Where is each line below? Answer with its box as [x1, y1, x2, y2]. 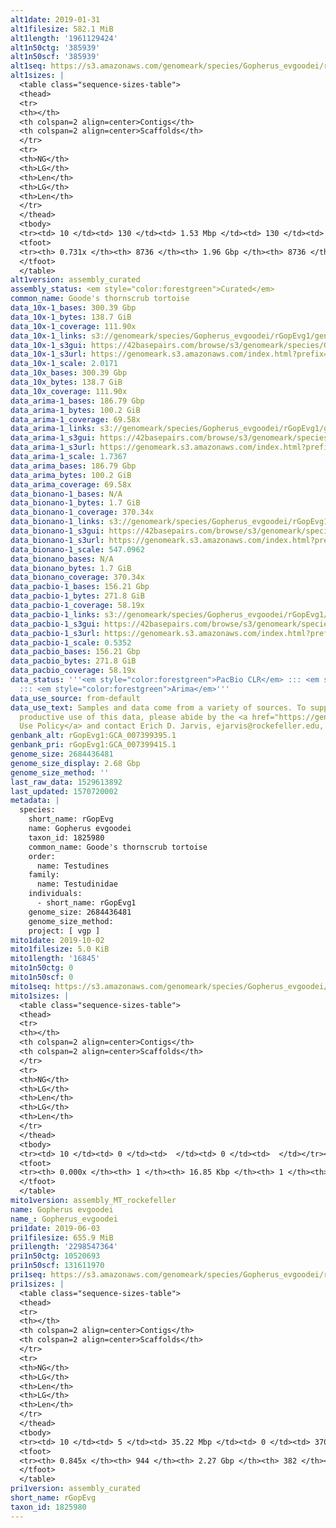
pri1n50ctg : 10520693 [10, 1251, 101, 1261]
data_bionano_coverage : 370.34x [10, 572, 145, 583]
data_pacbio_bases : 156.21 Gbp [10, 647, 141, 657]
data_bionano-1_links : [10, 517, 105, 527]
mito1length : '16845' [10, 954, 101, 964]
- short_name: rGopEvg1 [36, 898, 137, 908]
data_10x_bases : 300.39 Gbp [10, 368, 128, 378]
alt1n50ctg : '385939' [10, 42, 101, 53]
